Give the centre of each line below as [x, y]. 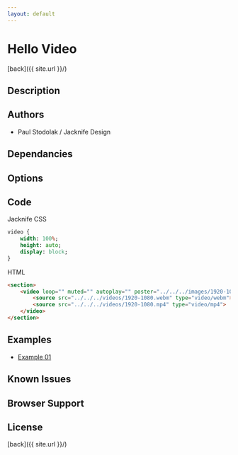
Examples [29, 340]
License [25, 427]
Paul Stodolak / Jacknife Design [64, 132]
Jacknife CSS [27, 219]
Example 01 [34, 357]
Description [34, 90]
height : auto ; [41, 246]
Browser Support [46, 403]
